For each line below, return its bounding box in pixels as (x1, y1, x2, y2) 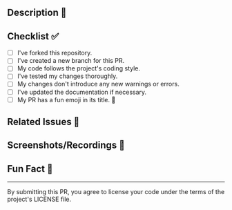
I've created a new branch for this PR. (17, 57, 125, 65)
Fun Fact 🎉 (7, 163, 53, 175)
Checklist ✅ (7, 30, 59, 42)
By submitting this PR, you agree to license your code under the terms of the (7, 188, 225, 196)
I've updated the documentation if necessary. (17, 88, 147, 96)
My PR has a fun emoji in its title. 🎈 (17, 95, 116, 104)
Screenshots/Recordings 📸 (7, 140, 126, 151)
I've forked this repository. (17, 49, 93, 57)
